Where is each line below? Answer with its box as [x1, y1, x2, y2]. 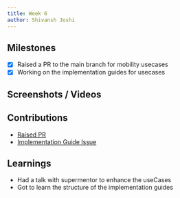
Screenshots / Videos [7, 88, 102, 100]
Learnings [7, 158, 52, 170]
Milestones [7, 42, 56, 54]
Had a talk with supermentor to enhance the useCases [16, 176, 172, 184]
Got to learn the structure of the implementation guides [16, 184, 174, 192]
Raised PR [16, 130, 47, 139]
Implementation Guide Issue [16, 137, 97, 146]
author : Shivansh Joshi [7, 17, 76, 23]
